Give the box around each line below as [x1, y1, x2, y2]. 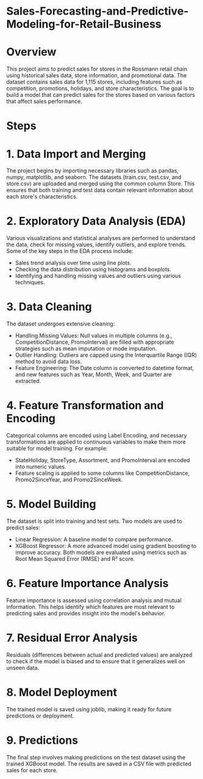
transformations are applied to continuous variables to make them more [6, 438, 186, 446]
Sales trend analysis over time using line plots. [15, 259, 132, 266]
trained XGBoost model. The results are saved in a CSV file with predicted [6, 760, 191, 767]
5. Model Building [6, 497, 96, 511]
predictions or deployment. [6, 712, 74, 719]
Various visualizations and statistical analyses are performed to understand [6, 235, 196, 242]
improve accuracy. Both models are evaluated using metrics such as [15, 549, 187, 556]
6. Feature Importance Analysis [6, 577, 169, 591]
